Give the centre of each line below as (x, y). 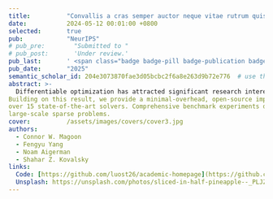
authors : (23, 129)
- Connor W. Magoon (49, 136)
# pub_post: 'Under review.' (69, 54)
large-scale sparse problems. (60, 115)
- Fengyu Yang (39, 144)
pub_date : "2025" (49, 69)
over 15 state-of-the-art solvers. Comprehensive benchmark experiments (134, 106)
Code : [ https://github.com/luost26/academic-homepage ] (110, 175)
